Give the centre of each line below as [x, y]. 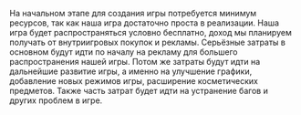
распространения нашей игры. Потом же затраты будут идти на [135, 62]
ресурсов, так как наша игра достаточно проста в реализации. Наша [145, 23]
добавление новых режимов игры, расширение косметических [134, 81]
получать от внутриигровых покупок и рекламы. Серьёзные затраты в [147, 42]
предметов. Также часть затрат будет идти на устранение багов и [139, 91]
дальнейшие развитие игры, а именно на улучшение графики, [131, 71]
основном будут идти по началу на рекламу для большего [124, 52]
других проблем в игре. [56, 100]
